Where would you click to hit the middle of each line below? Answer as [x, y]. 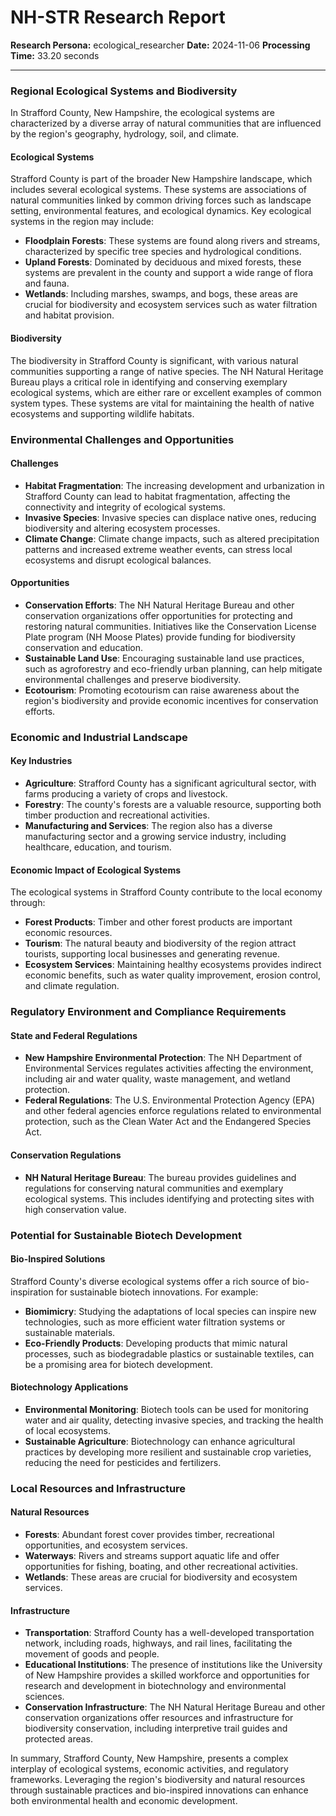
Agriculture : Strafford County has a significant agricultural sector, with [170, 783]
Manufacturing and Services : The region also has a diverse [148, 826]
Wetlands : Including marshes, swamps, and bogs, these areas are [161, 294]
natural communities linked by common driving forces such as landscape [161, 200]
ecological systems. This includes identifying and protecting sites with [169, 1198]
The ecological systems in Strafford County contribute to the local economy [166, 892]
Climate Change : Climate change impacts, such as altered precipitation [172, 538]
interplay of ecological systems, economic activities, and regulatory [149, 1769]
